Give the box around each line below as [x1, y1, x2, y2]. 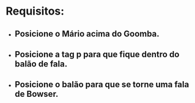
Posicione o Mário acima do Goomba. [14, 29, 160, 39]
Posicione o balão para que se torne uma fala [14, 79, 189, 90]
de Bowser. [14, 89, 59, 99]
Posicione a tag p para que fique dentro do [14, 49, 180, 59]
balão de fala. [14, 59, 68, 69]
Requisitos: [6, 4, 65, 18]
